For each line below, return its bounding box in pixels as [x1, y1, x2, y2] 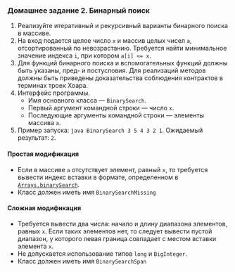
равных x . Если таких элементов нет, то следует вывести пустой [17, 227, 212, 235]
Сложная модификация [7, 204, 82, 212]
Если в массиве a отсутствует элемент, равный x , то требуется [17, 165, 208, 174]
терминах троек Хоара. [17, 82, 89, 90]
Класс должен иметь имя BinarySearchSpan [17, 257, 147, 265]
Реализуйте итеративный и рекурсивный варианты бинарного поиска [17, 22, 229, 30]
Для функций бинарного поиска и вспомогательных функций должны [17, 59, 228, 67]
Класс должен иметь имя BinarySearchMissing [17, 188, 156, 196]
